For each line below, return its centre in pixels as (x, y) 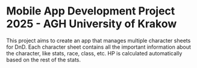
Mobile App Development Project (91, 11)
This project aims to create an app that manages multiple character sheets (98, 40)
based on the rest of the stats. (44, 60)
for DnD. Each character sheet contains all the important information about (99, 47)
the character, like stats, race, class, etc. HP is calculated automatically (94, 53)
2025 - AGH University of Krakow (92, 24)
